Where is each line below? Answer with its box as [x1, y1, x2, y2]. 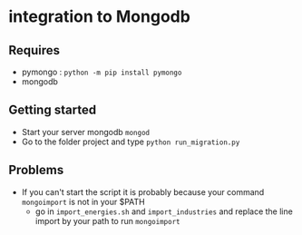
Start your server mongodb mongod [21, 126, 151, 137]
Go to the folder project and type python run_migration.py [21, 136, 240, 147]
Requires [8, 43, 61, 58]
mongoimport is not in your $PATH [21, 196, 146, 207]
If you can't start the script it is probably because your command [21, 186, 265, 197]
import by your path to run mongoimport [34, 215, 180, 226]
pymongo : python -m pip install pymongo [21, 66, 182, 77]
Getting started [8, 103, 97, 118]
